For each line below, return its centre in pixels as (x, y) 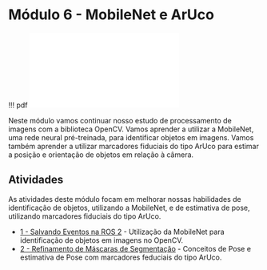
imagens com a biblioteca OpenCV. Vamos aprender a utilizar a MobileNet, (131, 129)
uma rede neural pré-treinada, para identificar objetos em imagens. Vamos (131, 137)
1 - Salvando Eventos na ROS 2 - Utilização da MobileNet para (122, 232)
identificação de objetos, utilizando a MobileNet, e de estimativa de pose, (129, 208)
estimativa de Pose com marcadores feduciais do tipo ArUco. (121, 257)
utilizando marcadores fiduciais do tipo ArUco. (85, 216)
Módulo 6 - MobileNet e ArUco (111, 15)
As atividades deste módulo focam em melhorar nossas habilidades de (125, 199)
